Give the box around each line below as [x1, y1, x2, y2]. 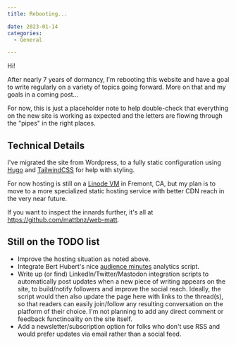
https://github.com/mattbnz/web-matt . [7, 216, 120, 224]
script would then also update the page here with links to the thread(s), [17, 292, 224, 301]
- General [13, 36, 42, 43]
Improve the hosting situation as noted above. [17, 255, 151, 263]
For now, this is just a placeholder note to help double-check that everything [7, 104, 229, 113]
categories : [7, 30, 42, 37]
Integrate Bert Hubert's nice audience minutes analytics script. [17, 262, 199, 270]
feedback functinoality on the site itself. [17, 315, 132, 323]
